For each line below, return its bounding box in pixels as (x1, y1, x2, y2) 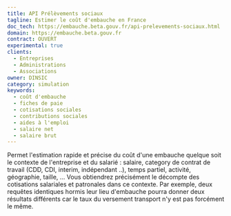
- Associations (13, 68, 57, 75)
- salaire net (13, 126, 54, 132)
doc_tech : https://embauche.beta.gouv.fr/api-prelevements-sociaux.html (7, 23, 221, 30)
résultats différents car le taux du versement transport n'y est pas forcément (7, 195, 225, 204)
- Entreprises (13, 55, 54, 62)
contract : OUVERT (7, 36, 57, 43)
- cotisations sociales (13, 106, 81, 113)
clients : (7, 49, 32, 56)
